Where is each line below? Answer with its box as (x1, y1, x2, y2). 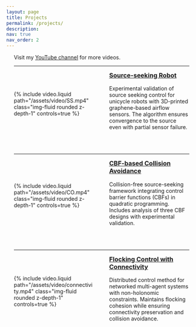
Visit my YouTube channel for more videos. (14, 54, 121, 61)
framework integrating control (109, 187, 184, 194)
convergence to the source (109, 117, 177, 124)
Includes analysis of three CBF (109, 206, 186, 214)
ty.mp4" (14, 288, 34, 295)
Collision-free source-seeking (109, 180, 184, 188)
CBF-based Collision (109, 159, 171, 167)
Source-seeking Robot (109, 71, 177, 79)
